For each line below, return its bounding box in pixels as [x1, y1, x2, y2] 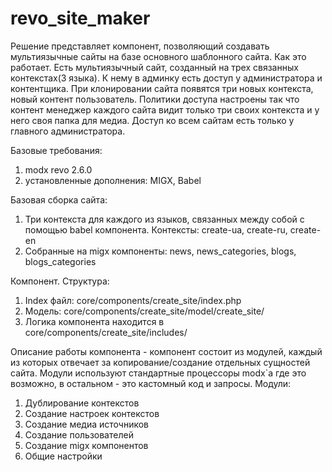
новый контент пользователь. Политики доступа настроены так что [10, 93, 300, 105]
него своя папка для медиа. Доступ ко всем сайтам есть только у [10, 114, 295, 126]
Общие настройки [24, 450, 103, 462]
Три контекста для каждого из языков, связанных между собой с [24, 213, 305, 225]
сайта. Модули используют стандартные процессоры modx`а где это [10, 367, 307, 379]
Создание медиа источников [24, 418, 150, 430]
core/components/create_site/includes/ [24, 326, 188, 338]
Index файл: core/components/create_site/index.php [24, 294, 242, 306]
